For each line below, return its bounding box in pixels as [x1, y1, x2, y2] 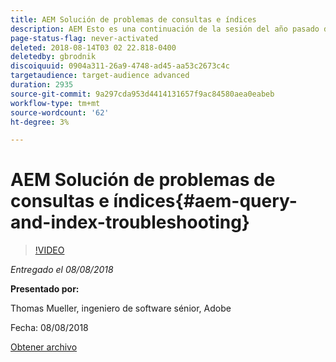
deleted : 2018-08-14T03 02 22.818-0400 [10, 42, 177, 53]
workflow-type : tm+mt [10, 98, 101, 108]
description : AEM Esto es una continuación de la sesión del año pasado [10, 24, 320, 34]
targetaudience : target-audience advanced [10, 71, 190, 81]
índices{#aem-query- [113, 190, 298, 213]
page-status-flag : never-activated [10, 33, 159, 43]
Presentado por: [10, 283, 80, 295]
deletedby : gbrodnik [10, 52, 97, 62]
